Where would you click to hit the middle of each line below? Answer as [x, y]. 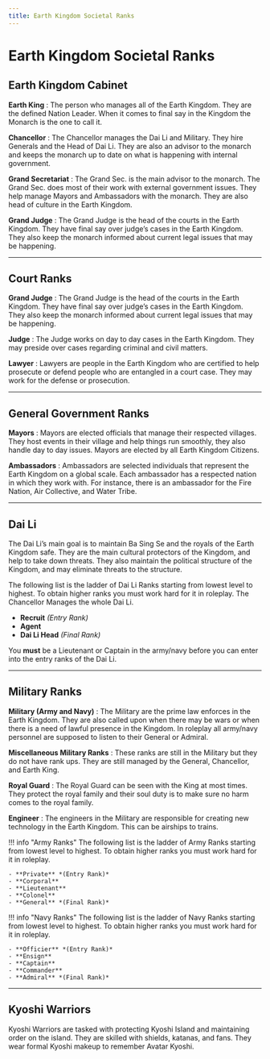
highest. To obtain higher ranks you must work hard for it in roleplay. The [129, 594]
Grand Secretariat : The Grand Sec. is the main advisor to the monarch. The [134, 179]
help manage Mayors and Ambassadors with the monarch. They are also [129, 196]
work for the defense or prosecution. [69, 380]
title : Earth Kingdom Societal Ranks [72, 16]
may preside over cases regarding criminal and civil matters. [108, 348]
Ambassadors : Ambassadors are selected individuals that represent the [129, 466]
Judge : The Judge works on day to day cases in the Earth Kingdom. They [131, 339]
